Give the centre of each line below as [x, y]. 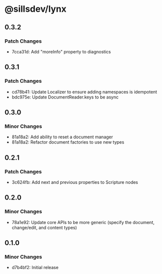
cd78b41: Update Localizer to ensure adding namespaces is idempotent [84, 92]
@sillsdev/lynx [36, 9]
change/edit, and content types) [44, 227]
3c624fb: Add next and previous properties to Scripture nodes [75, 182]
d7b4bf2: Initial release [35, 268]
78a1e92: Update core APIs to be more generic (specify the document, [83, 222]
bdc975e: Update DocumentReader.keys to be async [65, 97]
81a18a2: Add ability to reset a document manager [62, 137]
